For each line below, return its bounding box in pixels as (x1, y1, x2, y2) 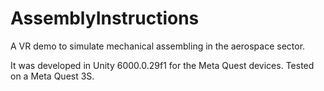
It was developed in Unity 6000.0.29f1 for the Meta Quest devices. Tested (10, 59, 315, 71)
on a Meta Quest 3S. (10, 70, 95, 82)
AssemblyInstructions (10, 7, 200, 30)
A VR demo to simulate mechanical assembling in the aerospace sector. (10, 40, 306, 52)
